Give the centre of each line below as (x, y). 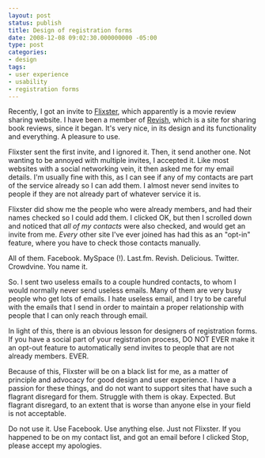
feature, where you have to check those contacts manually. (105, 243)
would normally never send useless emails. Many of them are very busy (125, 290)
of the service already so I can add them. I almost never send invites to (124, 186)
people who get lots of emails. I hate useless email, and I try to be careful (127, 299)
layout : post (30, 15)
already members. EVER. (49, 356)
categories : (28, 52)
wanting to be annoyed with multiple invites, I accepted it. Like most (119, 161)
